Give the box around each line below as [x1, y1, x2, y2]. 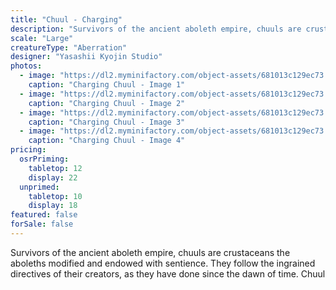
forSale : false [10, 219, 74, 230]
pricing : [10, 145, 47, 155]
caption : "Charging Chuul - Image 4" [28, 136, 186, 146]
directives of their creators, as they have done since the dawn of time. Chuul [10, 267, 326, 280]
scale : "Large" [10, 33, 74, 43]
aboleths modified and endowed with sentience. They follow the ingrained [10, 257, 316, 269]
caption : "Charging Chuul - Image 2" [28, 98, 186, 108]
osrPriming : [19, 154, 70, 164]
